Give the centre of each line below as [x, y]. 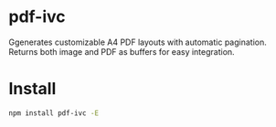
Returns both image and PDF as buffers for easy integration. [122, 51]
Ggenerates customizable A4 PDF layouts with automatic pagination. [138, 42]
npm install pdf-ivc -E [54, 113]
